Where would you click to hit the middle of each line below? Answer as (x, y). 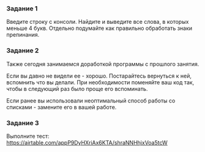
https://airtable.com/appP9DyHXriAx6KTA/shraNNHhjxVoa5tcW (87, 142)
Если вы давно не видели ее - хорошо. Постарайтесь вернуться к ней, (99, 76)
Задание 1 (22, 9)
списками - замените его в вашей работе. (61, 107)
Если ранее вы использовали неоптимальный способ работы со (91, 100)
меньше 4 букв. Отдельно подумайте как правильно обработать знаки (99, 28)
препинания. (23, 35)
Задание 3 (23, 123)
